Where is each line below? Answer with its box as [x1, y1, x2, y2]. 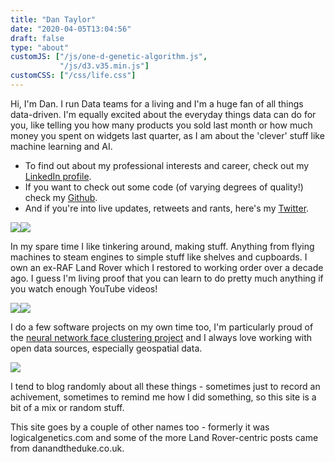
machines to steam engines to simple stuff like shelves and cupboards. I [10, 251, 308, 263]
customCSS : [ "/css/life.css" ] [10, 71, 137, 81]
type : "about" [10, 42, 70, 53]
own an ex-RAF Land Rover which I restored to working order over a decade [10, 261, 324, 273]
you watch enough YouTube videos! [10, 282, 158, 295]
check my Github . [24, 191, 98, 203]
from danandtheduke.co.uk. [10, 442, 125, 454]
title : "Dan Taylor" [10, 14, 97, 25]
